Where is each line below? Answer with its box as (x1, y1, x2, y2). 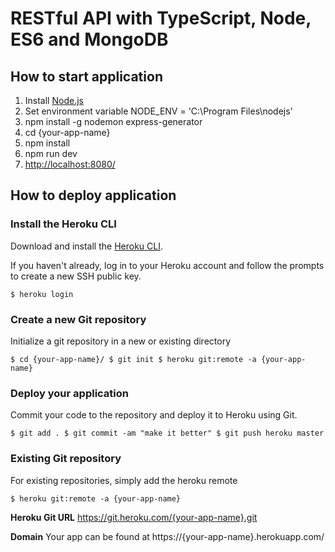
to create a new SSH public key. (10, 270, 142, 282)
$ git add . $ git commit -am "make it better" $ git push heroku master (10, 428, 325, 439)
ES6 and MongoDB (10, 28, 169, 51)
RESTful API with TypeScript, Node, (10, 7, 312, 30)
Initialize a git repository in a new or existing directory (10, 335, 232, 347)
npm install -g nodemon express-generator (24, 116, 203, 127)
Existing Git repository (10, 452, 122, 466)
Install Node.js (24, 95, 84, 106)
